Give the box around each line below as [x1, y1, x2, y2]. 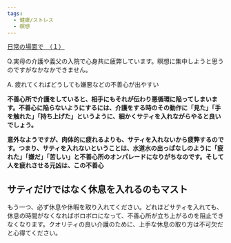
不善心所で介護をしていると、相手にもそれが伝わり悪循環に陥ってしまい [7, 95, 212, 103]
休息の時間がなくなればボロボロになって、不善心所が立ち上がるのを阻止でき [7, 211, 224, 220]
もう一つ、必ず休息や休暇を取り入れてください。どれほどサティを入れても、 [7, 203, 223, 211]
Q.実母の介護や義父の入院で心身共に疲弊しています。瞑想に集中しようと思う [7, 57, 224, 65]
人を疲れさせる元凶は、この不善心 [7, 161, 104, 169]
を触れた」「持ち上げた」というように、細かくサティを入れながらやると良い [7, 112, 221, 120]
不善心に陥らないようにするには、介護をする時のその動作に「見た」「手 [18, 104, 221, 112]
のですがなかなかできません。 [7, 66, 92, 74]
